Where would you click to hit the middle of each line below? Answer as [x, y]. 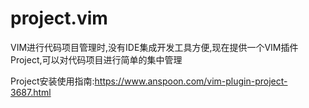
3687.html [31, 92]
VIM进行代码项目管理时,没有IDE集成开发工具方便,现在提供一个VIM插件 [154, 47]
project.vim [59, 18]
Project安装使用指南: [52, 81]
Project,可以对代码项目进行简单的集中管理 [96, 59]
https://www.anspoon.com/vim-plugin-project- [191, 81]
